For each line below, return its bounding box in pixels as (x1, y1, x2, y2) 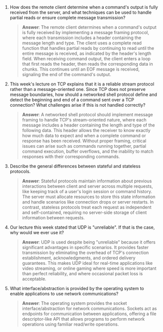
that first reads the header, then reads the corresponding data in (22, 61, 153, 67)
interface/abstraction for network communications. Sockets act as (22, 306, 157, 311)
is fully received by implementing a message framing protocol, (22, 30, 149, 35)
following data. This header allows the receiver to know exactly (22, 127, 151, 133)
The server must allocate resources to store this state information (22, 194, 156, 200)
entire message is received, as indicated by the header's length (22, 50, 152, 56)
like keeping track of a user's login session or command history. (22, 189, 152, 194)
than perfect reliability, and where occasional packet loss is (22, 271, 143, 276)
